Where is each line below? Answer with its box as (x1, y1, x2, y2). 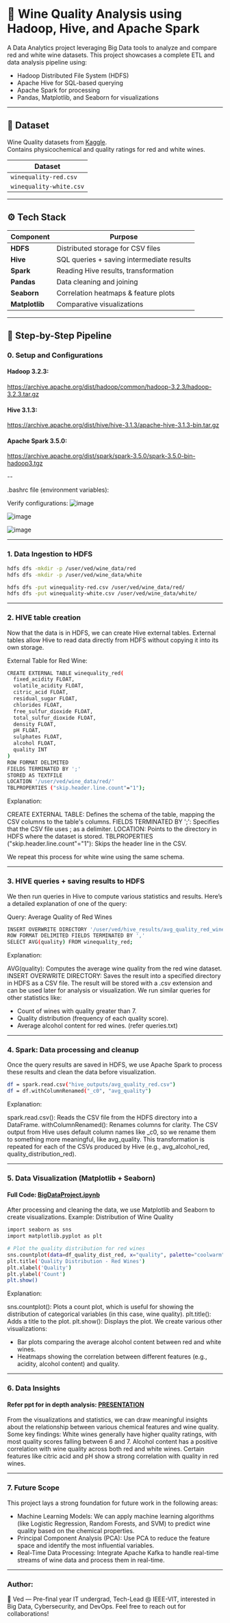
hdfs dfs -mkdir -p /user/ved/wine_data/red (7, 565, 136, 572)
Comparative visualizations (56, 299, 144, 308)
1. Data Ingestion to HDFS (7, 549, 93, 559)
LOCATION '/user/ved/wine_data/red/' (7, 778, 115, 785)
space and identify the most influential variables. (16, 1541, 155, 1550)
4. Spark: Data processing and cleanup (7, 1045, 139, 1055)
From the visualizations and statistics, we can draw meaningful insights (7, 1416, 208, 1424)
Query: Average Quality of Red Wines (7, 913, 113, 921)
